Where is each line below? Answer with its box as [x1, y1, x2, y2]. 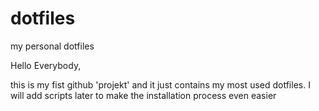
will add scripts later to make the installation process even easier [10, 89, 277, 101]
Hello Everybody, [10, 59, 82, 71]
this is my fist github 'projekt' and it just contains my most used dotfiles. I [10, 78, 311, 91]
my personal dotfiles [10, 40, 95, 52]
